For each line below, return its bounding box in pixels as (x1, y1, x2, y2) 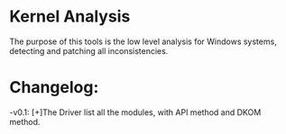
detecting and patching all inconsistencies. (9, 45, 169, 56)
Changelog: (9, 77, 99, 98)
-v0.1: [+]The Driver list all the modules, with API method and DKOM (9, 106, 262, 118)
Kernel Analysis (9, 6, 131, 27)
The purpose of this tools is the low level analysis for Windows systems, (9, 36, 277, 47)
